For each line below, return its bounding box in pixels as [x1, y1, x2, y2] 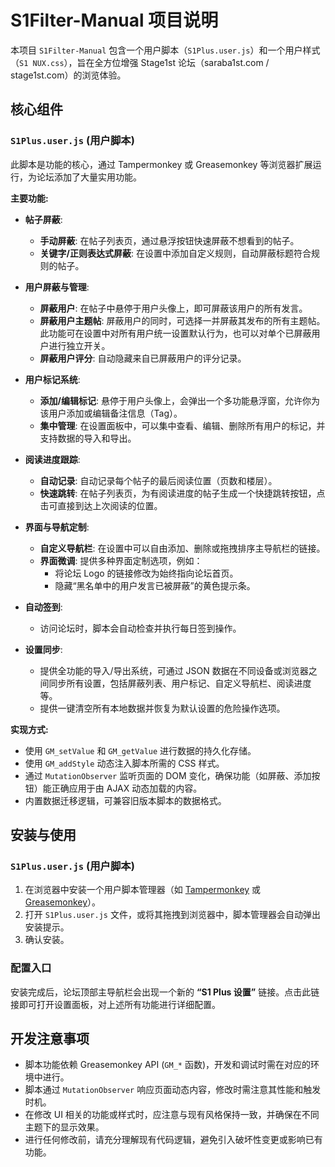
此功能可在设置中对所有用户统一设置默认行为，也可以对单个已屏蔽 [39, 327, 312, 339]
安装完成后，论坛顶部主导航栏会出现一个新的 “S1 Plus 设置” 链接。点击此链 [10, 986, 320, 998]
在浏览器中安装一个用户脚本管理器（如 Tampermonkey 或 [24, 884, 262, 896]
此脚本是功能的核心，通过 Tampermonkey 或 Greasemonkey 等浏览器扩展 [10, 158, 313, 170]
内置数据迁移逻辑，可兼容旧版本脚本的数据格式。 [24, 794, 227, 806]
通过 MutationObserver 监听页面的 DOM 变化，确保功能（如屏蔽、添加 [24, 769, 312, 781]
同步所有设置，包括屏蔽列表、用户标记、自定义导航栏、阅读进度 [48, 677, 312, 689]
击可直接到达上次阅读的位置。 [39, 499, 163, 511]
